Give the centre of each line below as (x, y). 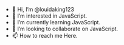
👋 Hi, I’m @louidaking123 (43, 9)
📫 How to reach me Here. (45, 36)
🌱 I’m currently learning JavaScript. (56, 22)
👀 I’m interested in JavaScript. (50, 16)
